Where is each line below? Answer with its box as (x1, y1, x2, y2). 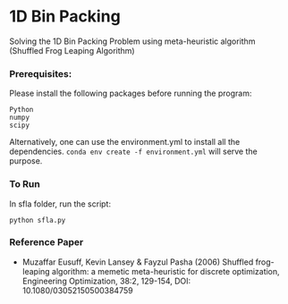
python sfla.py (9, 215, 66, 224)
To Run (9, 178, 40, 190)
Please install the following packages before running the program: (9, 88, 252, 99)
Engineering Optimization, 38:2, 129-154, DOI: (21, 275, 191, 286)
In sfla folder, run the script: (9, 198, 112, 209)
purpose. (9, 156, 43, 166)
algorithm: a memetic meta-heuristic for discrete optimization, (52, 266, 280, 276)
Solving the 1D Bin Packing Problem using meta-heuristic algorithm (9, 36, 256, 46)
